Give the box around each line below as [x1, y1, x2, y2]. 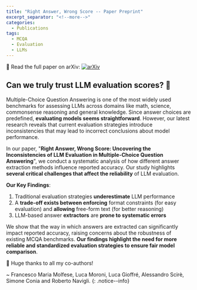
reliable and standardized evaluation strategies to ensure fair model [6, 242, 175, 249]
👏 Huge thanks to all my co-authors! [6, 259, 94, 266]
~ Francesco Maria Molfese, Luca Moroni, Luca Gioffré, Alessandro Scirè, [6, 271, 184, 278]
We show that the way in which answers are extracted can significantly [6, 223, 178, 230]
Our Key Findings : [6, 181, 51, 189]
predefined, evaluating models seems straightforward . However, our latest [6, 114, 190, 121]
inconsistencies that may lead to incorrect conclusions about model [6, 127, 170, 134]
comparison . [6, 248, 38, 255]
